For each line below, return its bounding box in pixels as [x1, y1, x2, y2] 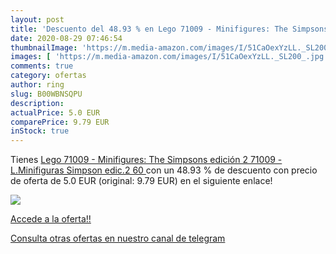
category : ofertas [10, 71, 87, 81]
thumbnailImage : [10, 42, 78, 53]
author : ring [10, 80, 65, 90]
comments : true [10, 61, 74, 71]
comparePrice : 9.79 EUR [10, 117, 110, 127]
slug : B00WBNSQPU [10, 89, 83, 99]
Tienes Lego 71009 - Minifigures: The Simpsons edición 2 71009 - [10, 154, 283, 166]
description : [10, 98, 65, 108]
